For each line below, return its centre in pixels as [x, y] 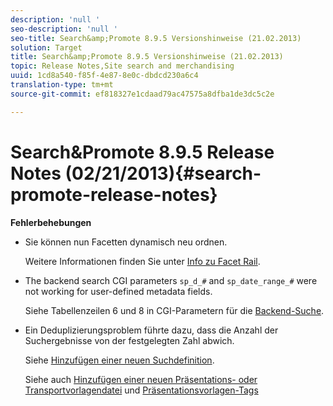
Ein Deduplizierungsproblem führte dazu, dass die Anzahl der [151, 330]
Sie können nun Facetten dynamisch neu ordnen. [126, 242]
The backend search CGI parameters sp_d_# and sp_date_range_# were [171, 280]
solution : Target [46, 47]
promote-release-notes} [114, 194]
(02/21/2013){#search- [163, 173]
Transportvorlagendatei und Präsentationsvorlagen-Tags [141, 390]
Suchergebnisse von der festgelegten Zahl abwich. [129, 340]
